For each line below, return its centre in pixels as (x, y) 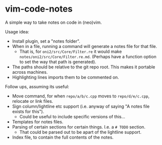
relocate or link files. (33, 101)
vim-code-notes (39, 9)
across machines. (30, 72)
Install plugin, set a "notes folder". (46, 41)
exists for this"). (28, 111)
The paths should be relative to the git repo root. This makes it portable (83, 67)
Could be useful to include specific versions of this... (72, 116)
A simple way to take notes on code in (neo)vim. (53, 22)
